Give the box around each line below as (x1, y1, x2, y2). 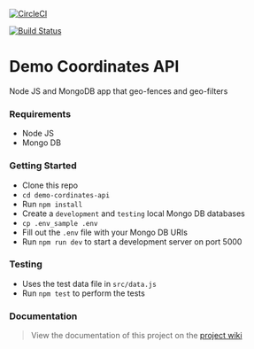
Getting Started (9, 159, 77, 172)
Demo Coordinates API (9, 57, 180, 77)
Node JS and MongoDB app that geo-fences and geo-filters (9, 85, 228, 97)
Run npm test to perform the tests (21, 288, 146, 299)
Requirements (9, 107, 72, 120)
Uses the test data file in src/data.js (21, 278, 157, 289)
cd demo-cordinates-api (21, 190, 111, 199)
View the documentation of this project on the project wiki (30, 330, 242, 341)
